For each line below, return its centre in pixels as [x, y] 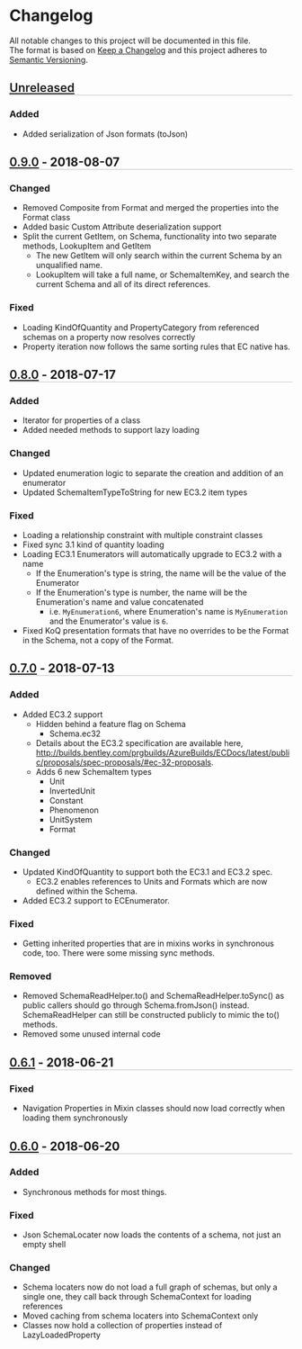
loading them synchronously [75, 1118]
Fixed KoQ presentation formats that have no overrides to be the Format [155, 630]
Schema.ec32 [75, 733]
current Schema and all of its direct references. [123, 284]
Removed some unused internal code [91, 1034]
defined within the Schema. [86, 891]
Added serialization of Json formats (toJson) [105, 134]
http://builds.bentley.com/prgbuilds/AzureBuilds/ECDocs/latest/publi [163, 752]
